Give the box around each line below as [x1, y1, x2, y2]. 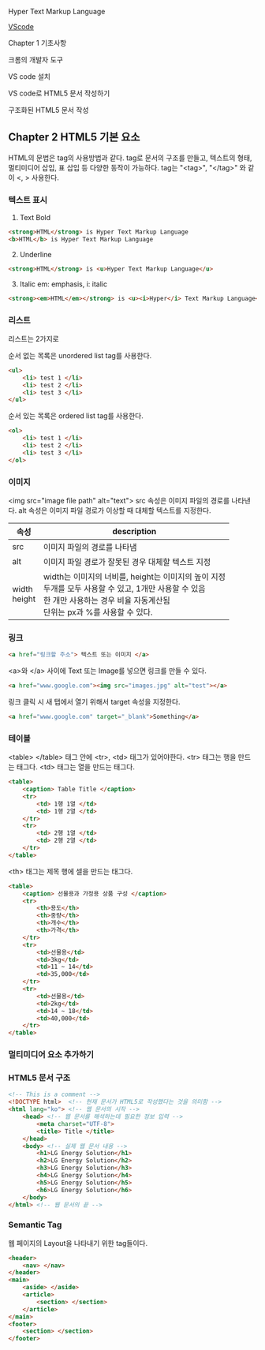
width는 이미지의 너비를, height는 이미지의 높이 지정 [43, 571, 226, 582]
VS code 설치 [8, 72, 51, 81]
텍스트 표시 [8, 194, 48, 205]
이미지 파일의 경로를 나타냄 [43, 541, 137, 552]
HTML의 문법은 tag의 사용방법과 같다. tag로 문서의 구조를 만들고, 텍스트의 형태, [8, 153, 252, 163]
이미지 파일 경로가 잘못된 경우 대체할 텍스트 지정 [43, 556, 211, 567]
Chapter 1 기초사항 [8, 39, 67, 47]
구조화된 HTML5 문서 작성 [8, 106, 89, 114]
